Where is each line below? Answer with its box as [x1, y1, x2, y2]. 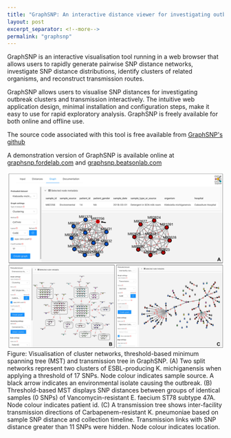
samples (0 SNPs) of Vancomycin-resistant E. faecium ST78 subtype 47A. [7, 393, 216, 402]
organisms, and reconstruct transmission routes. [7, 74, 144, 83]
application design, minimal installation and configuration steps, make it [7, 103, 210, 111]
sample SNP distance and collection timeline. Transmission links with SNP [7, 415, 217, 424]
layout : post [7, 18, 45, 25]
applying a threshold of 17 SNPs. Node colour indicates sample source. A [7, 372, 214, 380]
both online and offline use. [7, 117, 85, 125]
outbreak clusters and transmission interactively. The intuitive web [7, 95, 195, 103]
